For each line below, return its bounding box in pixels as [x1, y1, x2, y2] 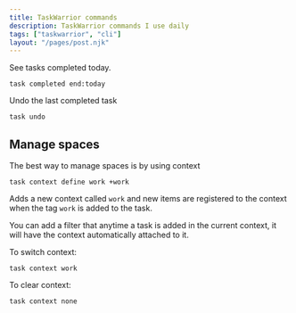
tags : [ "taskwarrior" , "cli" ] [9, 29, 122, 38]
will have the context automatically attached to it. [9, 229, 189, 241]
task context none [9, 297, 78, 306]
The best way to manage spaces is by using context [9, 161, 201, 171]
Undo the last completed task [9, 95, 118, 106]
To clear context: [9, 280, 71, 291]
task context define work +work [9, 177, 129, 187]
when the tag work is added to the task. [9, 202, 153, 214]
